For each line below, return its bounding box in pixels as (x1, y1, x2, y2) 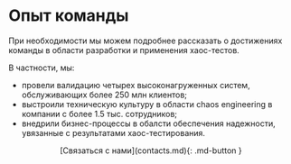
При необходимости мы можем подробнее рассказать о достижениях (8, 35, 283, 46)
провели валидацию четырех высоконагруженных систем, (21, 79, 250, 90)
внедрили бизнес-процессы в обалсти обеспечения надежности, (21, 118, 277, 129)
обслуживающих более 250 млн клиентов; (21, 89, 187, 100)
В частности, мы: (8, 62, 75, 73)
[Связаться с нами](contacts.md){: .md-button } (59, 145, 242, 156)
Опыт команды (8, 5, 129, 26)
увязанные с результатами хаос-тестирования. (21, 127, 205, 138)
